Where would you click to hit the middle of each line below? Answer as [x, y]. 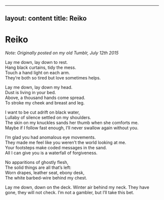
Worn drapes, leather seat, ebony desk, [45, 173]
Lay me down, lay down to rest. [37, 62]
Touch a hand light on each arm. [38, 73]
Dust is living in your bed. [31, 93]
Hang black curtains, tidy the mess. [41, 68]
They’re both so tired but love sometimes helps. [53, 78]
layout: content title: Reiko [46, 18]
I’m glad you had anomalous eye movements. [51, 138]
